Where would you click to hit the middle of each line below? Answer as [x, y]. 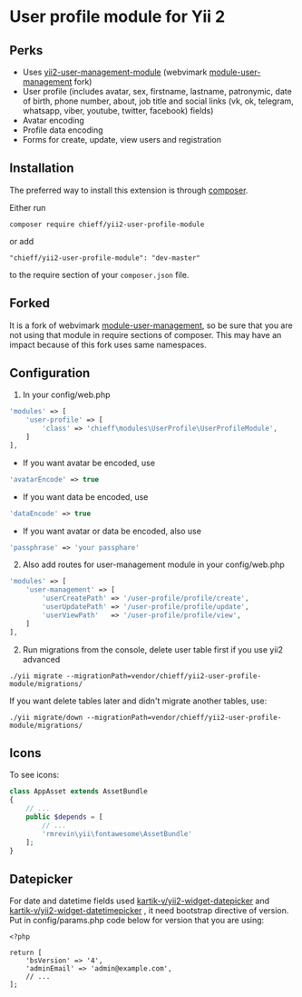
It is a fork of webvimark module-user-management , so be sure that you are [151, 325]
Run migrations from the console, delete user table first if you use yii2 [153, 649]
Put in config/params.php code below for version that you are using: [137, 921]
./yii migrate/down [46, 717]
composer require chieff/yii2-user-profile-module [107, 224]
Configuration [50, 373]
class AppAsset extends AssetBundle [78, 792]
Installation [42, 169]
